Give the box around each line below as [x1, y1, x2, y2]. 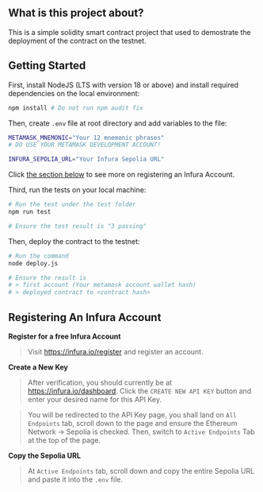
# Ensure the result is [8, 273, 87, 281]
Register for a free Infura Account [8, 331, 121, 341]
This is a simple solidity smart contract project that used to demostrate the [8, 27, 251, 37]
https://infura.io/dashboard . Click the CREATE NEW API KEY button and [27, 385, 252, 396]
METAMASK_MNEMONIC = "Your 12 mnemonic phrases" [8, 134, 165, 141]
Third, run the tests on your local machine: [8, 185, 147, 195]
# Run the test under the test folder [8, 200, 136, 209]
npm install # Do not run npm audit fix [8, 103, 144, 112]
